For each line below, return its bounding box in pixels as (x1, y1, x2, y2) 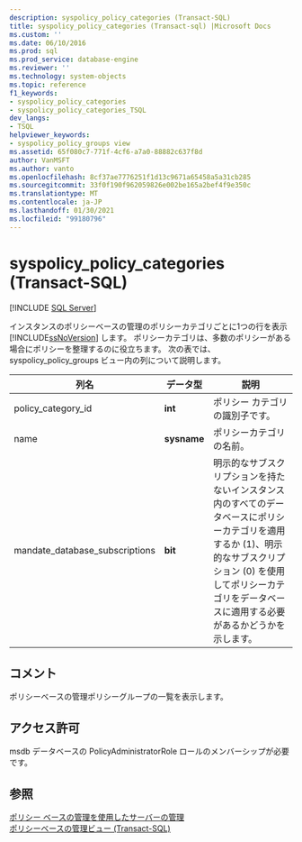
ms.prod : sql (9, 47, 58, 56)
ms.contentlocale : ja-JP (9, 197, 102, 207)
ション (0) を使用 (212, 564, 286, 577)
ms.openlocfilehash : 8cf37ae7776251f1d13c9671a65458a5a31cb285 (9, 172, 252, 181)
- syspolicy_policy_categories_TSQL (9, 105, 147, 114)
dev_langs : (9, 114, 50, 123)
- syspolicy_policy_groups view (9, 139, 130, 148)
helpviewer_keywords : (9, 131, 91, 140)
